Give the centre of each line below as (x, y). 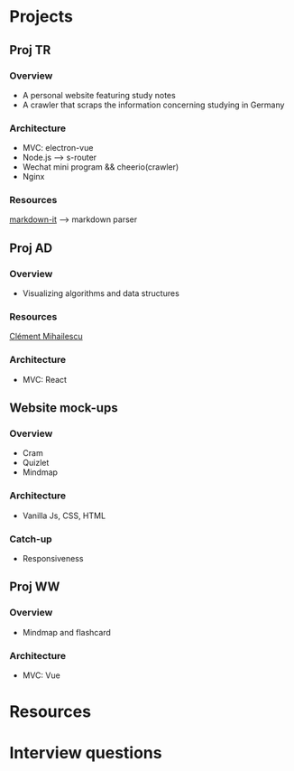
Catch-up (31, 539)
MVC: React (45, 379)
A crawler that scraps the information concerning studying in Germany (153, 105)
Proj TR (30, 50)
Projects (41, 17)
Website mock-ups (64, 408)
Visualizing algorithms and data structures (101, 293)
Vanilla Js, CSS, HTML (64, 516)
